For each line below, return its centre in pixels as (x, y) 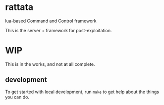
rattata (19, 7)
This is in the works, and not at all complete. (50, 64)
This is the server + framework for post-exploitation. (59, 30)
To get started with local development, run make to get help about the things (82, 92)
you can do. (17, 97)
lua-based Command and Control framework (51, 21)
